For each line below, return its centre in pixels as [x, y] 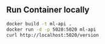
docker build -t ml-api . [39, 24]
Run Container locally [48, 10]
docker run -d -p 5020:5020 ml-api [51, 30]
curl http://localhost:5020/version [52, 35]
